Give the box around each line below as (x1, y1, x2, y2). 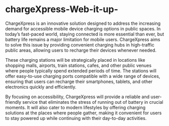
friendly (5, 99, 22, 105)
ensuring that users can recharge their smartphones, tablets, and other (5, 78, 153, 85)
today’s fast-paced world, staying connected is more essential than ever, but (5, 31, 164, 37)
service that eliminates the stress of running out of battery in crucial (22, 99, 163, 105)
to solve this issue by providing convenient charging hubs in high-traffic (5, 41, 155, 48)
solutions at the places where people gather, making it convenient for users (5, 110, 162, 116)
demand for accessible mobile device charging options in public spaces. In (5, 25, 161, 31)
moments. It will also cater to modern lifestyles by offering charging (5, 104, 146, 110)
